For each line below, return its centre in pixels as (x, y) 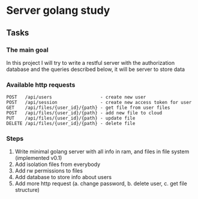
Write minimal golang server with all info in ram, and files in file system (102, 152)
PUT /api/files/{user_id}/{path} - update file (71, 118)
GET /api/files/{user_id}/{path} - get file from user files (88, 108)
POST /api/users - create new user (76, 97)
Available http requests (41, 85)
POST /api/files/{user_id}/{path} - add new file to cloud (84, 113)
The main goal (28, 50)
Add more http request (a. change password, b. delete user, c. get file (101, 183)
